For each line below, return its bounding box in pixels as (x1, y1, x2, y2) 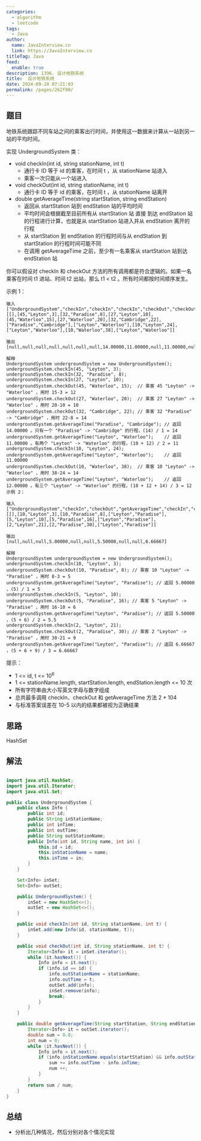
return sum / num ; (28, 1082, 74, 1088)
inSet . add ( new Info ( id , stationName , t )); (28, 927, 135, 933)
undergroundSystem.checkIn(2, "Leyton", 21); (6, 622, 121, 628)
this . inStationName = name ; (38, 849, 109, 855)
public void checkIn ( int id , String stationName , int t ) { (17, 921, 167, 927)
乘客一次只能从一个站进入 (23, 175, 87, 182)
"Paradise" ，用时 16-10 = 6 (6, 604, 77, 610)
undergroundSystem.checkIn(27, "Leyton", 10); (6, 376, 124, 383)
